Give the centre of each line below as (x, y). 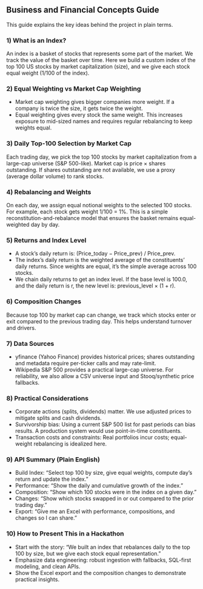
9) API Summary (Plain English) (53, 460)
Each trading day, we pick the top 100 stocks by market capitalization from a (101, 157)
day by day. (45, 225)
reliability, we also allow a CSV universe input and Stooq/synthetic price (105, 376)
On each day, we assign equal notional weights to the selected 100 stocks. (99, 205)
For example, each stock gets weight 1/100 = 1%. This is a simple (87, 212)
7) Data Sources (30, 343)
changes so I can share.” (46, 518)
